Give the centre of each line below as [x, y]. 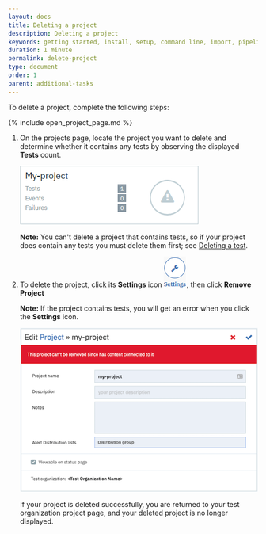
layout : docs [30, 17]
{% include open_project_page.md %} [70, 122]
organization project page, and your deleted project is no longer [123, 513]
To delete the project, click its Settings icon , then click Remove [135, 284]
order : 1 [23, 75]
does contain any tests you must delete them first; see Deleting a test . [133, 245]
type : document [33, 67]
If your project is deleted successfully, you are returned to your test [129, 504]
